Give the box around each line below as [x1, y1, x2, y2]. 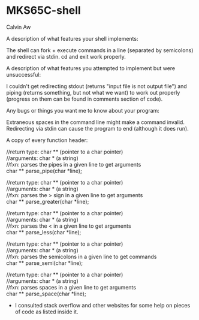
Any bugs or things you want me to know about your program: [6, 107, 160, 114]
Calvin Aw [6, 23, 31, 31]
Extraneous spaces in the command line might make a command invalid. [6, 118, 185, 126]
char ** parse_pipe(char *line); [6, 167, 82, 174]
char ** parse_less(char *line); [6, 228, 82, 236]
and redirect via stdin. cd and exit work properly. [6, 53, 126, 60]
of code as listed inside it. [14, 308, 79, 315]
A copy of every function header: [6, 136, 88, 144]
